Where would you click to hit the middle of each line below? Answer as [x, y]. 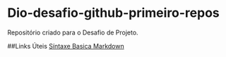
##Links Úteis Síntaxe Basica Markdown [66, 46]
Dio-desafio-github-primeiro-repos [114, 13]
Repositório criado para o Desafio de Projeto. [73, 32]
